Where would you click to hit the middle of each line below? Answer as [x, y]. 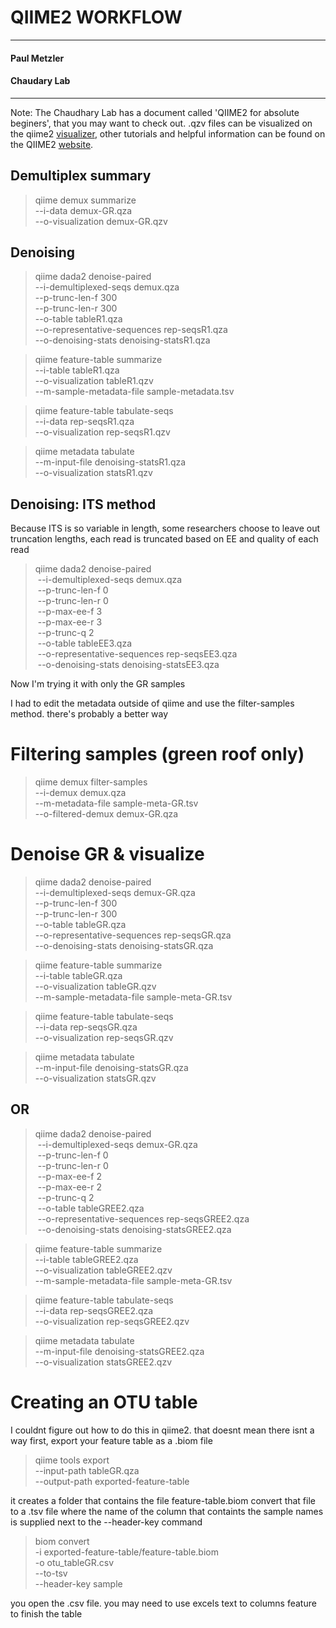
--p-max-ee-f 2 [69, 1176]
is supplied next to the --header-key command [106, 1522]
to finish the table [46, 1613]
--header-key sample [78, 1583]
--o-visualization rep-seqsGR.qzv [104, 1038]
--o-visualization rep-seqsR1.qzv [102, 432]
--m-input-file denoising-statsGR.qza [111, 1068]
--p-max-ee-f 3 [70, 612]
